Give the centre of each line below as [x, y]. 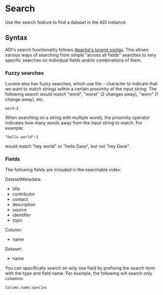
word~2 [12, 109]
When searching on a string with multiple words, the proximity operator [78, 118]
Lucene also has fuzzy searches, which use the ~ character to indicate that [81, 84]
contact [20, 199]
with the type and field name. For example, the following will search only [79, 273]
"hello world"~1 [22, 137]
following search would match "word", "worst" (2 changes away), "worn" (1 [82, 94]
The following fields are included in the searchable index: [63, 170]
